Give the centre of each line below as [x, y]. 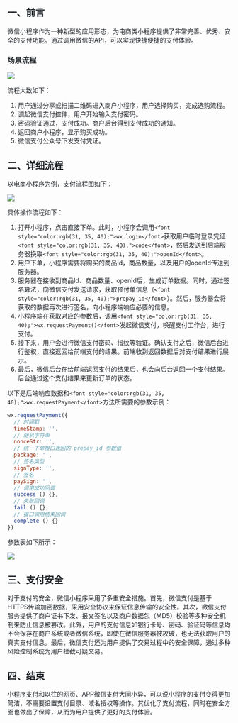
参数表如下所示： [32, 542]
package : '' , [33, 455]
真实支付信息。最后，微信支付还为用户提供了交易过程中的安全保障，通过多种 [119, 642]
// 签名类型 [29, 462]
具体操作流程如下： [35, 212]
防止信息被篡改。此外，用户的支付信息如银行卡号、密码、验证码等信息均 [125, 625]
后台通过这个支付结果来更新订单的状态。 [76, 377]
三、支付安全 [35, 580]
